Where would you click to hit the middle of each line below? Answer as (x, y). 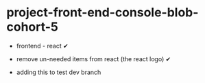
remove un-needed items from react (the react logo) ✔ (94, 59)
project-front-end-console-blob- (102, 13)
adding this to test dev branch (59, 72)
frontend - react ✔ (42, 46)
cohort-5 (33, 27)
